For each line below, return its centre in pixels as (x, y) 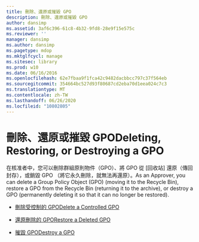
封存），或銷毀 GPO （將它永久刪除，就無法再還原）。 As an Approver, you (96, 175)
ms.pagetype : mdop (29, 51)
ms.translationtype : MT (36, 90)
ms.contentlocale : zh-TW (37, 95)
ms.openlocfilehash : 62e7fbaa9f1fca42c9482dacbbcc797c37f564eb (87, 78)
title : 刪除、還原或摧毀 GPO (39, 12)
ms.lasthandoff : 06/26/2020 (41, 100)
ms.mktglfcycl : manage (34, 56)
